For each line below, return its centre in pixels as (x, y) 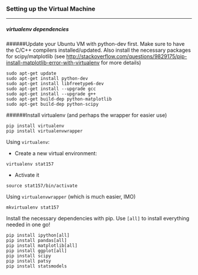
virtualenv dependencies (37, 29)
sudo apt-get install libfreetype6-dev (55, 84)
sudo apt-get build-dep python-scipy (52, 105)
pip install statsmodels (37, 266)
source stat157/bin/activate (42, 186)
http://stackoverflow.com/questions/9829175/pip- (127, 56)
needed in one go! (28, 224)
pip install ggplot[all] (37, 251)
